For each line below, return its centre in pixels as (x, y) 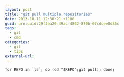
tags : (11, 28)
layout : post (19, 10)
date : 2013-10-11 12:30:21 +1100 (40, 19)
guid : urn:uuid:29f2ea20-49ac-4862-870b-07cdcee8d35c (62, 24)
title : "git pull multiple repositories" (49, 14)
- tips (16, 51)
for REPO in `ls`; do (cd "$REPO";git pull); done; (60, 70)
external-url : (20, 56)
